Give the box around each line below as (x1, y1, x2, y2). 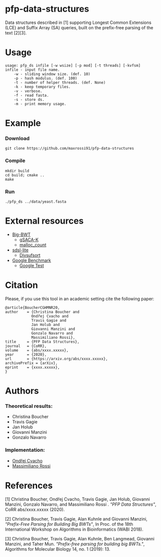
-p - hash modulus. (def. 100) (14, 76, 78, 81)
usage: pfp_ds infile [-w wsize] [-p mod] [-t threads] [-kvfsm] (5, 63, 141, 68)
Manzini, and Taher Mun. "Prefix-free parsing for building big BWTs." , (5, 541, 145, 547)
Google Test (19, 262, 44, 269)
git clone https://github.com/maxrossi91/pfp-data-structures (5, 146, 134, 151)
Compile (5, 157, 25, 164)
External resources (5, 215, 84, 227)
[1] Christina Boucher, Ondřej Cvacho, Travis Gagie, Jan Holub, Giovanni (5, 496, 150, 502)
